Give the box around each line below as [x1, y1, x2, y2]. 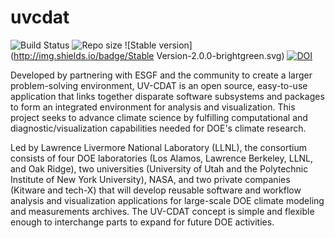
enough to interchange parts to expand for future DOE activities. [10, 216, 275, 228]
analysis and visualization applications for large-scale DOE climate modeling [10, 194, 325, 206]
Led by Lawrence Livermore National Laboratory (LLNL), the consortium [10, 141, 307, 153]
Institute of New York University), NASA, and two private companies [10, 173, 291, 185]
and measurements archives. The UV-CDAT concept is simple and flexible [10, 205, 315, 217]
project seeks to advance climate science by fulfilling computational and [10, 111, 308, 123]
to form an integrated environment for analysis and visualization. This [10, 101, 296, 113]
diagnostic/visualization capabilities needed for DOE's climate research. [10, 122, 307, 134]
